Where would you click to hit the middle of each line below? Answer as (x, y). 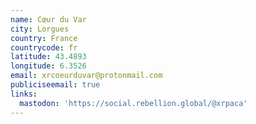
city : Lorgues (40, 29)
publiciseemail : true (55, 85)
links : (24, 94)
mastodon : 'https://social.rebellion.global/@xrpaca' (133, 103)
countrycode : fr (44, 47)
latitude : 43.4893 (48, 57)
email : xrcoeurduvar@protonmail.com (86, 76)
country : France (44, 38)
